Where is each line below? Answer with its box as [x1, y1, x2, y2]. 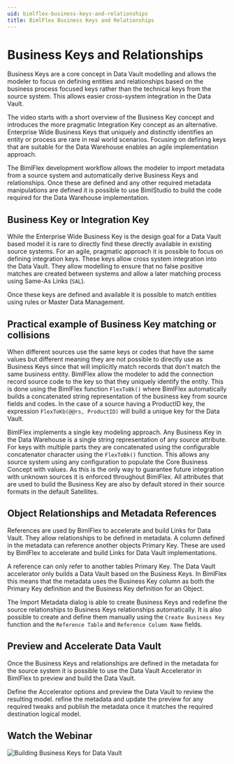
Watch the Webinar [7, 730, 93, 742]
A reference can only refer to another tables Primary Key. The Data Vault [7, 562, 216, 570]
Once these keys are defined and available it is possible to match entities [7, 291, 217, 299]
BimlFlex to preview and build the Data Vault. [7, 674, 136, 682]
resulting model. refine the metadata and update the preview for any [7, 695, 204, 703]
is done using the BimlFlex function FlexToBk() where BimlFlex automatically [7, 385, 227, 394]
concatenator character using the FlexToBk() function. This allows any [7, 450, 210, 459]
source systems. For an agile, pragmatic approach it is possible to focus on [7, 247, 224, 256]
